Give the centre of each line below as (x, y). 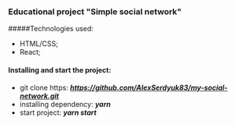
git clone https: (44, 87)
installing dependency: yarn (65, 104)
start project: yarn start (58, 112)
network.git (39, 95)
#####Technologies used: (51, 29)
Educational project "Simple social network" (95, 12)
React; (30, 52)
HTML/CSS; (39, 44)
